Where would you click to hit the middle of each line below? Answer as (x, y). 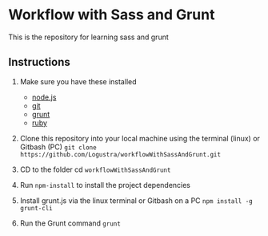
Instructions (39, 62)
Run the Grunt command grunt (70, 223)
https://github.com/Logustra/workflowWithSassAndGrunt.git (120, 154)
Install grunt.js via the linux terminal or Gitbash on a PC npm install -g (136, 200)
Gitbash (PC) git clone (58, 147)
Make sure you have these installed (78, 81)
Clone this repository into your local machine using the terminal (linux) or (140, 138)
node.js (44, 97)
